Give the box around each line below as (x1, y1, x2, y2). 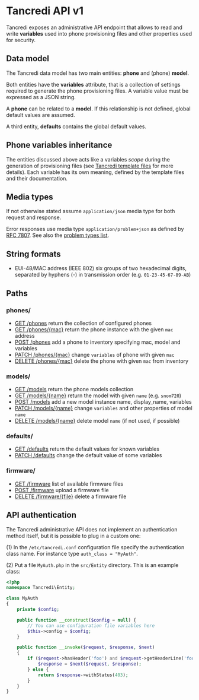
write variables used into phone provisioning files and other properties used (6, 30, 192, 37)
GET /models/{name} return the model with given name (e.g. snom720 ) (14, 392, 182, 399)
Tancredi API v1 (6, 4, 84, 18)
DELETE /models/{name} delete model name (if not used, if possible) (14, 417, 180, 425)
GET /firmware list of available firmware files (14, 480, 123, 487)
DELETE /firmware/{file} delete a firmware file (14, 493, 127, 500)
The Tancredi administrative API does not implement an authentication (6, 525, 178, 533)
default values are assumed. (6, 111, 75, 118)
